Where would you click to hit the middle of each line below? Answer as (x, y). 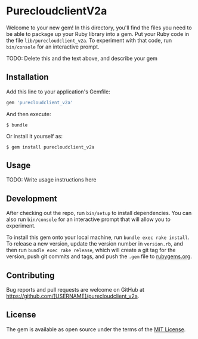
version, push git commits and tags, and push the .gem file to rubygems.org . (99, 256)
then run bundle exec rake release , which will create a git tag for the (91, 250)
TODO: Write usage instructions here (51, 180)
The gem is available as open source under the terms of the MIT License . (96, 329)
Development (32, 199)
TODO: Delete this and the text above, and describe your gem (82, 58)
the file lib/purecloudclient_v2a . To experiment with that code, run (89, 40)
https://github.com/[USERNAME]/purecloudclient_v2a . (73, 296)
